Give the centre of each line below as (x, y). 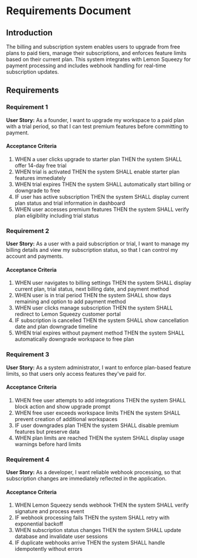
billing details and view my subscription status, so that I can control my (92, 250)
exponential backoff (39, 524)
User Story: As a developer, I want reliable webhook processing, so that (93, 472)
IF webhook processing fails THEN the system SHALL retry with (92, 518)
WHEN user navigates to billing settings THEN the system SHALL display (103, 283)
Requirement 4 (28, 459)
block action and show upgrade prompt (63, 406)
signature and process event (49, 511)
